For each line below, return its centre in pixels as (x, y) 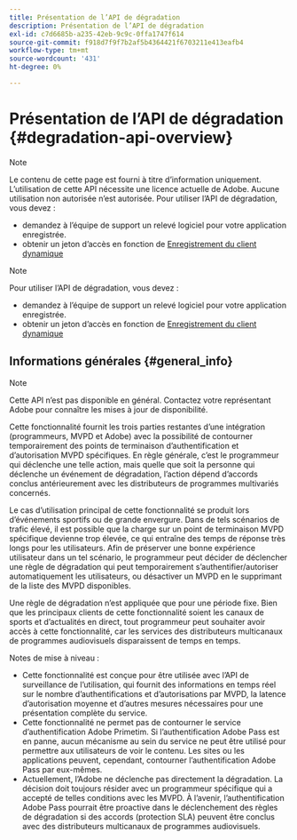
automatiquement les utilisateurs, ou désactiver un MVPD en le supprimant (145, 576)
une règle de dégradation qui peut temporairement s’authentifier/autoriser (144, 566)
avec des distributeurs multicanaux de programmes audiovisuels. (141, 826)
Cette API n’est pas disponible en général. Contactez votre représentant (140, 400)
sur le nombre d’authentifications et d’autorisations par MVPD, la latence (154, 693)
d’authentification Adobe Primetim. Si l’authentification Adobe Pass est (151, 732)
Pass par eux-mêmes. (62, 769)
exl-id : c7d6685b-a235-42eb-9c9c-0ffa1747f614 (97, 34)
